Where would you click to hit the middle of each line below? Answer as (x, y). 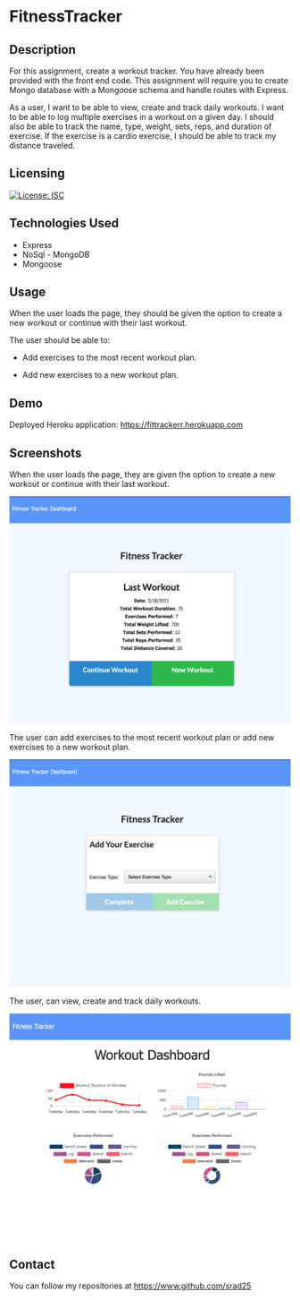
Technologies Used (64, 223)
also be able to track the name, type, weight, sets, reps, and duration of (141, 126)
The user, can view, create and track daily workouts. (105, 1001)
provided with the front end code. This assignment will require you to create (149, 81)
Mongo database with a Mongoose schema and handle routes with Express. (149, 90)
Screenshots (46, 453)
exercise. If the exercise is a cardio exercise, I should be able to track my (143, 136)
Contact (32, 1264)
